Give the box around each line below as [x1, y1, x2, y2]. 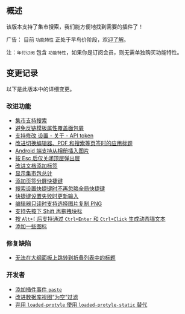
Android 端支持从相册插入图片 [14, 147, 89, 154]
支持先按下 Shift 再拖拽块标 [14, 208, 83, 215]
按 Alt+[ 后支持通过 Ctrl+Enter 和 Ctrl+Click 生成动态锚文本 [14, 215, 166, 222]
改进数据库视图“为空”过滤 [14, 293, 78, 301]
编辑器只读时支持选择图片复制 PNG [14, 200, 102, 207]
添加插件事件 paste [14, 286, 62, 293]
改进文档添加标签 [14, 162, 58, 169]
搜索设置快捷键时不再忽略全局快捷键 [14, 185, 105, 192]
